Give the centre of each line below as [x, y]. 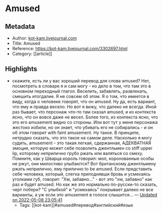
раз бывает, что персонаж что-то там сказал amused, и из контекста [84, 112]
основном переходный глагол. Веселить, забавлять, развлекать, [80, 91]
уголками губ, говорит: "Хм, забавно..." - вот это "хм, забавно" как [82, 179]
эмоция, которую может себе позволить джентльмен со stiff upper [82, 148]
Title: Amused [26, 43]
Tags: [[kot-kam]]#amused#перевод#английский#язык [76, 205]
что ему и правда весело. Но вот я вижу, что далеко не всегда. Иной [84, 106]
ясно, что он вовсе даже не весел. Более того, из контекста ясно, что [85, 117]
